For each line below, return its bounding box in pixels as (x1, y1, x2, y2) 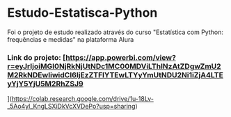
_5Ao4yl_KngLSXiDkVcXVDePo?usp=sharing (7, 102, 136, 111)
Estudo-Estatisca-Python (7, 5, 158, 21)
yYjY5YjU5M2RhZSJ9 (7, 79, 83, 88)
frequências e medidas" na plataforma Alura (7, 35, 134, 43)
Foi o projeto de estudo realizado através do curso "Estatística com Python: (7, 28, 224, 36)
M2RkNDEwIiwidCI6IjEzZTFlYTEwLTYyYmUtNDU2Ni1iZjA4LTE (7, 70, 224, 79)
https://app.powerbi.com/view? (65, 52, 176, 62)
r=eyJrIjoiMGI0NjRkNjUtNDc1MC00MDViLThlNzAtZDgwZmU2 (7, 61, 221, 71)
